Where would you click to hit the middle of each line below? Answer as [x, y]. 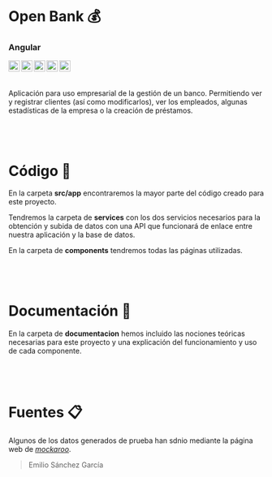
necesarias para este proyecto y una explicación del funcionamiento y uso [133, 342]
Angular [25, 48]
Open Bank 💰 [55, 17]
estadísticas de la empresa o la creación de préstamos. [101, 110]
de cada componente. [45, 350]
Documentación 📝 [70, 311]
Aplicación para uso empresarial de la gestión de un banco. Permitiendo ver [135, 93]
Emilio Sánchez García [66, 465]
